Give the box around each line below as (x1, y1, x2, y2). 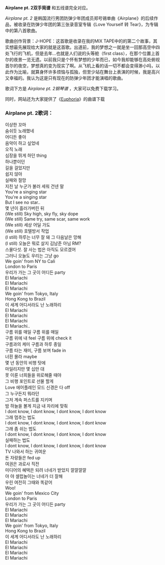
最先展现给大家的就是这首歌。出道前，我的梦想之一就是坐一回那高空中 (13, 44, 156, 50)
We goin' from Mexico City (5, 490, 59, 496)
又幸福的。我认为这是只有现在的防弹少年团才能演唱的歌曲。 (5, 75, 126, 81)
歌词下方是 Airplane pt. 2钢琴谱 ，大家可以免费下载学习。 (5, 86, 121, 91)
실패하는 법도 (5, 437, 30, 443)
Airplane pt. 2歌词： (5, 110, 54, 116)
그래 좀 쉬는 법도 (5, 426, 37, 432)
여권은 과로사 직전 (5, 461, 39, 467)
